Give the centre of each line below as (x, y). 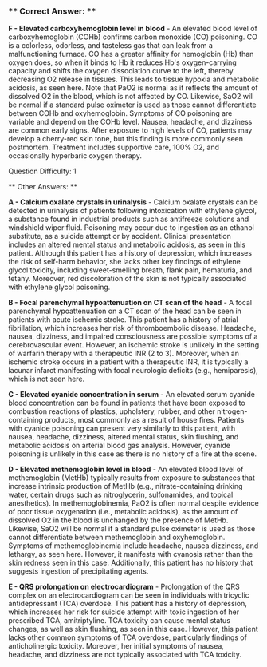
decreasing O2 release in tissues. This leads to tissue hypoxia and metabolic (134, 79)
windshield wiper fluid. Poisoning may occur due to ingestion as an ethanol (132, 228)
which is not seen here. (47, 379)
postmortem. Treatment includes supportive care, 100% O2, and (114, 147)
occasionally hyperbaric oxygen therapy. (75, 156)
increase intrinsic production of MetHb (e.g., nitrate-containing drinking (126, 486)
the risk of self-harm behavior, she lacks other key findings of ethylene (124, 262)
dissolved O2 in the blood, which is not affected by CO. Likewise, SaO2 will (131, 97)
